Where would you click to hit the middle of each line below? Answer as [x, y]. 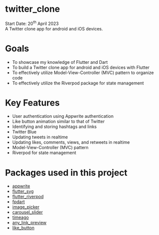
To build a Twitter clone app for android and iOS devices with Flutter [81, 67]
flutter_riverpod [28, 197]
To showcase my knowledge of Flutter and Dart [60, 62]
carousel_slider [27, 212]
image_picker [26, 207]
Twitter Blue [24, 132]
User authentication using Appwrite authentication [63, 116]
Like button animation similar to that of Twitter [58, 122]
